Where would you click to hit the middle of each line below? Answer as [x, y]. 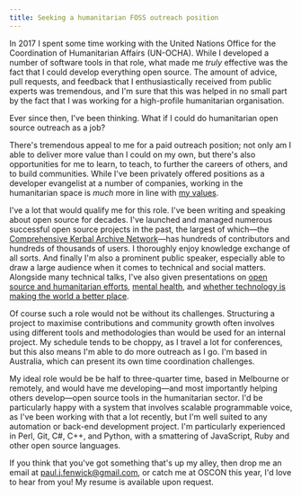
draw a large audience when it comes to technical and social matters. [138, 267]
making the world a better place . [69, 296]
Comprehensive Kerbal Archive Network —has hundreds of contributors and [150, 238]
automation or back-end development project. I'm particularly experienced [147, 426]
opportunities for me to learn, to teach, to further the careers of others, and [148, 164]
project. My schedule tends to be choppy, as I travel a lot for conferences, [146, 341]
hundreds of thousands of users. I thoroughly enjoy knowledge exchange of [150, 248]
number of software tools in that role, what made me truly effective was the [149, 62]
